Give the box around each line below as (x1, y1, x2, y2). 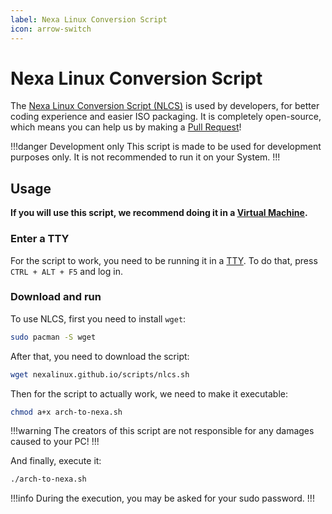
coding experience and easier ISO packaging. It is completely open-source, (10, 111, 322, 123)
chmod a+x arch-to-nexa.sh (10, 407, 123, 417)
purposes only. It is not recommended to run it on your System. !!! (10, 151, 281, 163)
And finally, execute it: (10, 455, 102, 467)
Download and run (10, 290, 102, 304)
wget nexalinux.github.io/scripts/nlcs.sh (10, 369, 190, 380)
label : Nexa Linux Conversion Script (10, 14, 168, 25)
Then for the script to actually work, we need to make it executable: (10, 387, 289, 400)
